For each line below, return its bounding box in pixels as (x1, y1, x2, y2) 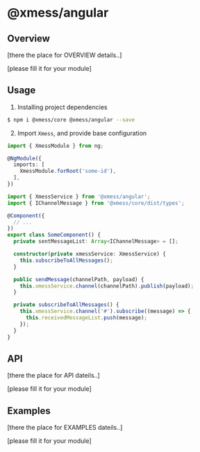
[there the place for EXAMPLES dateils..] (7, 424, 123, 432)
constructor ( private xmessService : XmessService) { (13, 251, 167, 258)
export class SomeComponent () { (7, 231, 101, 239)
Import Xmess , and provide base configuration (17, 128, 147, 137)
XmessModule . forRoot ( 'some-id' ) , (19, 168, 117, 175)
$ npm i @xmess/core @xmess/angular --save (7, 116, 135, 123)
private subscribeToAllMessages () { (13, 301, 119, 308)
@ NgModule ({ (7, 155, 42, 162)
